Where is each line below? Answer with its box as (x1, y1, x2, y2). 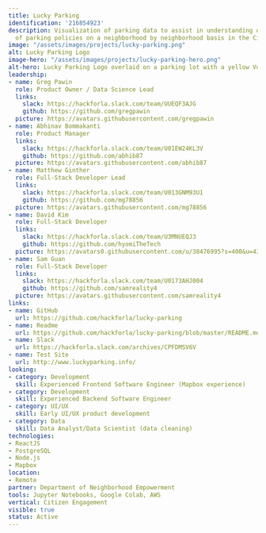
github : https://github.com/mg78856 (22, 196, 144, 204)
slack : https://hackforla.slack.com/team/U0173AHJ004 (22, 277, 203, 286)
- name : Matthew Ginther (8, 167, 90, 174)
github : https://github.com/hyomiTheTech (22, 240, 161, 248)
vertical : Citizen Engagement (8, 498, 108, 506)
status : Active (8, 513, 59, 521)
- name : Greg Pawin (8, 78, 73, 86)
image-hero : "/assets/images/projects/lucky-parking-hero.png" (8, 56, 222, 64)
